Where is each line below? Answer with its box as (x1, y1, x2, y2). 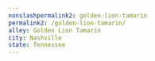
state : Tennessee (8, 41, 66, 49)
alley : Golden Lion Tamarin (8, 26, 102, 34)
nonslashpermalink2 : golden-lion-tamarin (8, 11, 148, 20)
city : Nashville (8, 33, 62, 42)
